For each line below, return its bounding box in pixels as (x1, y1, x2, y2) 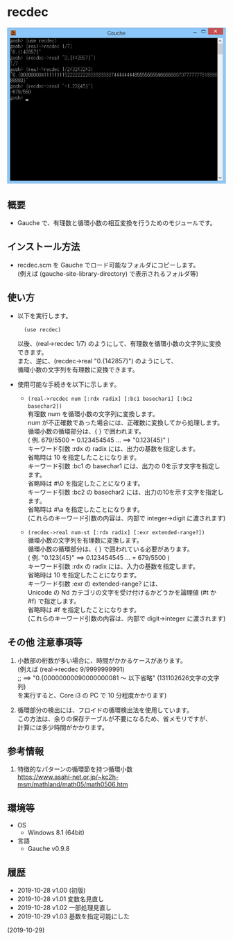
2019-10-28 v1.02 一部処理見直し (17, 903, 112, 912)
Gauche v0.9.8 (27, 845, 70, 853)
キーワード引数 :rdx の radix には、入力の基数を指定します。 (27, 562, 199, 570)
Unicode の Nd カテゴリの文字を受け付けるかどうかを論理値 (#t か (27, 588, 217, 596)
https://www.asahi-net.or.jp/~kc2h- (17, 773, 119, 782)
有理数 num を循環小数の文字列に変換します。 (27, 409, 159, 418)
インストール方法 (7, 241, 80, 253)
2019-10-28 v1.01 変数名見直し (17, 894, 105, 903)
